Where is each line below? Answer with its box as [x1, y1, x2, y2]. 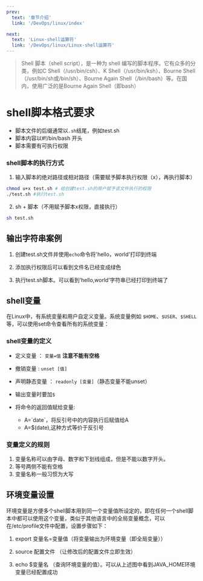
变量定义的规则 [6, 440, 50, 448]
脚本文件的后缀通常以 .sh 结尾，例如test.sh [14, 126, 120, 134]
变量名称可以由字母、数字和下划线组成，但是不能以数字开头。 [14, 455, 169, 463]
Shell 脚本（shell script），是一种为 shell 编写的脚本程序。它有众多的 [21, 60, 191, 67]
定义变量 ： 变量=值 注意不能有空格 [14, 352, 100, 359]
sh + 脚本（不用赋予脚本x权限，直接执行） [14, 203, 121, 210]
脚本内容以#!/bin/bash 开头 [14, 134, 83, 142]
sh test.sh [6, 215, 34, 221]
